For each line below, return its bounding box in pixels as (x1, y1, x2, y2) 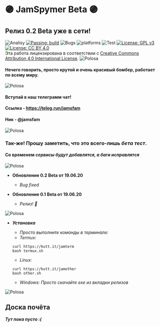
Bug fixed (19, 182, 39, 188)
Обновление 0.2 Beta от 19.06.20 (12, 172, 83, 178)
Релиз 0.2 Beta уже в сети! (5, 27, 91, 35)
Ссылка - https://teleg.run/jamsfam (5, 105, 81, 111)
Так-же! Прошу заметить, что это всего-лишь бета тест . (5, 139, 147, 146)
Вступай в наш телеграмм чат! (5, 94, 72, 100)
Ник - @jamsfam (5, 116, 40, 122)
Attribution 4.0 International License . (5, 55, 79, 61)
